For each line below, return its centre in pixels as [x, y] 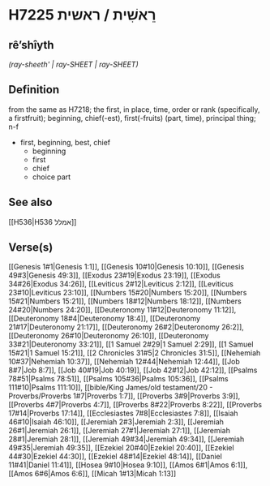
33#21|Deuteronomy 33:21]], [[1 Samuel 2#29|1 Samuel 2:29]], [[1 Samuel [131, 344]
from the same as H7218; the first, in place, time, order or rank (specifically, [134, 109]
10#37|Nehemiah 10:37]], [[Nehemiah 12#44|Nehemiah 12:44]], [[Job [124, 362]
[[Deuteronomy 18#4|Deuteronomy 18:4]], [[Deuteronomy [105, 319]
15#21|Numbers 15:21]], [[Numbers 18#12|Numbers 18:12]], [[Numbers [125, 301]
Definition [34, 90]
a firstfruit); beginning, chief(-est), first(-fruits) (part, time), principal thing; [133, 118]
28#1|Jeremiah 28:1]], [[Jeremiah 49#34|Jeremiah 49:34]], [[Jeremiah [126, 439]
